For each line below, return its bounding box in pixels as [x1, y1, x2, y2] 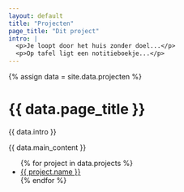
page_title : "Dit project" [8, 27, 100, 35]
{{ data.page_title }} [8, 100, 146, 118]
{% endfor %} [19, 175, 67, 185]
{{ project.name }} [19, 167, 81, 177]
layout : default [8, 11, 63, 20]
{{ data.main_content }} [8, 143, 87, 152]
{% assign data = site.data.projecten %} [8, 72, 143, 81]
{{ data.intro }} [8, 126, 57, 136]
